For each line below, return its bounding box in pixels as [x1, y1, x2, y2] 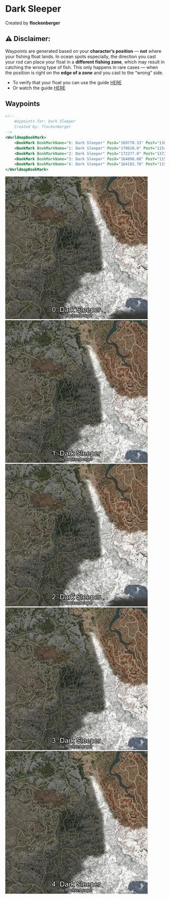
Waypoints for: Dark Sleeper [14, 119, 76, 124]
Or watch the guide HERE [12, 85, 66, 91]
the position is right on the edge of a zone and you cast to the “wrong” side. [5, 70, 163, 76]
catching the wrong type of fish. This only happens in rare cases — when [5, 64, 158, 70]
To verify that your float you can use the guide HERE [12, 79, 122, 85]
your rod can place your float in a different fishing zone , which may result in [5, 59, 165, 65]
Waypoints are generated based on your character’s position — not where [5, 48, 162, 54]
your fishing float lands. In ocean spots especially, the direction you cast [5, 53, 156, 59]
